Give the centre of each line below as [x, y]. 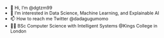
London [18, 31]
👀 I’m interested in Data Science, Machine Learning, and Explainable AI [85, 13]
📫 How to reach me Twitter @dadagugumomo [59, 18]
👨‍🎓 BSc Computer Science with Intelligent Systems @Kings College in [84, 26]
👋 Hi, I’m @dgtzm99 [31, 8]
